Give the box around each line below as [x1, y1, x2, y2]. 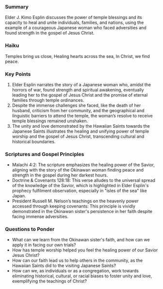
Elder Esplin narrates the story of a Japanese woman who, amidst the [12, 81, 151, 87]
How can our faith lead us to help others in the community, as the [12, 257, 143, 264]
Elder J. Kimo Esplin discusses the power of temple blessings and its [5, 15, 142, 20]
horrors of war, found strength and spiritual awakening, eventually [12, 87, 144, 93]
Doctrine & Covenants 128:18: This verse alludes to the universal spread [12, 177, 156, 183]
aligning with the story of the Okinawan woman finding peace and [12, 167, 144, 173]
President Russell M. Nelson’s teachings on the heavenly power [12, 198, 139, 204]
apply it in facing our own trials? [12, 242, 76, 248]
